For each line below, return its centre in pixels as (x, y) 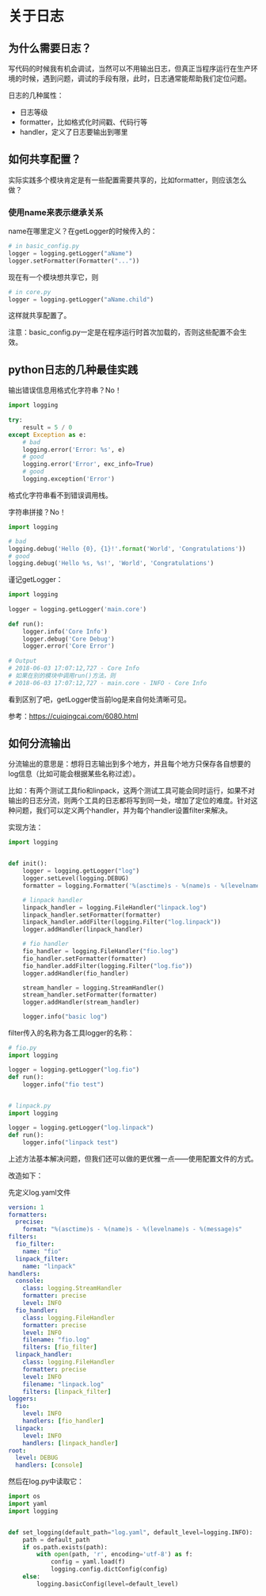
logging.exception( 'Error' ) (68, 479)
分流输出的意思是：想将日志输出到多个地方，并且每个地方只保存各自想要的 (129, 764)
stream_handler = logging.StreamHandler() (93, 988)
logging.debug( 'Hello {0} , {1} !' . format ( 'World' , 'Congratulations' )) (127, 549)
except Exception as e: (47, 434)
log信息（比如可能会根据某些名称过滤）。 (74, 774)
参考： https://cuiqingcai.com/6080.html (73, 716)
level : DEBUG (37, 1458)
